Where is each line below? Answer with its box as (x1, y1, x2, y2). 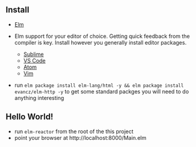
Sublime (23, 51, 44, 58)
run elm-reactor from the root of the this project (14, 128, 134, 135)
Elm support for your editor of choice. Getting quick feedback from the (14, 33, 191, 40)
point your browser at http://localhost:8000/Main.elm (14, 134, 147, 141)
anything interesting (14, 94, 65, 101)
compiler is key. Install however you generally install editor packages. (14, 39, 187, 46)
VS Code (23, 57, 46, 64)
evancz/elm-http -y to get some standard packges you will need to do (14, 87, 189, 95)
